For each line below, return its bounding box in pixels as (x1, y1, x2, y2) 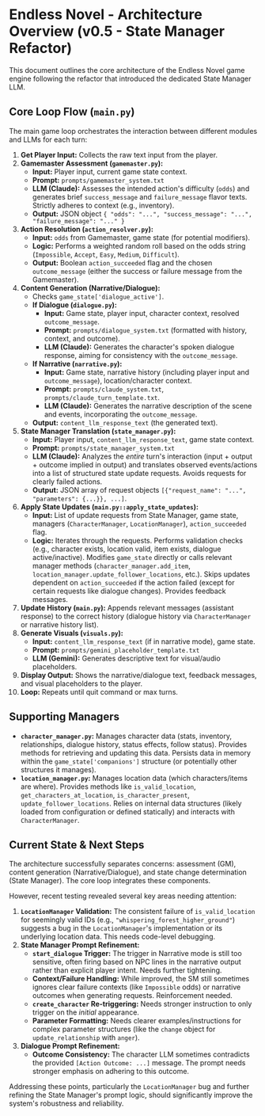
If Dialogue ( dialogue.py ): (32, 299, 118, 310)
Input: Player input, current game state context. (32, 166, 188, 176)
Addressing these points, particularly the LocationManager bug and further (9, 1082, 250, 1091)
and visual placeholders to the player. (20, 679, 143, 688)
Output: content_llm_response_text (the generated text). (32, 417, 218, 427)
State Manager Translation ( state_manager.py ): (20, 426, 176, 436)
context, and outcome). (44, 333, 121, 343)
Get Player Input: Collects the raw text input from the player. (20, 150, 218, 159)
